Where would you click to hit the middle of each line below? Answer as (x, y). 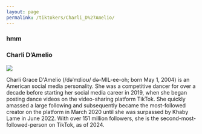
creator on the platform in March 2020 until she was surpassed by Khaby (97, 112)
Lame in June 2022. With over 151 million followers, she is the (83, 118)
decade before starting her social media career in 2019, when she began (97, 92)
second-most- (178, 118)
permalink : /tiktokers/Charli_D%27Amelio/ (60, 18)
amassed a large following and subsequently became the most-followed (96, 105)
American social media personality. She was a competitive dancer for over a (101, 86)
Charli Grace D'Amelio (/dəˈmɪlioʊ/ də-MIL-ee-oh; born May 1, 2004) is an (98, 79)
